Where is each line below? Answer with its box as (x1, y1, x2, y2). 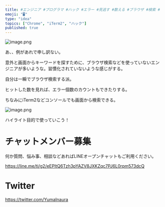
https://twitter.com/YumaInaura (5, 197, 69, 202)
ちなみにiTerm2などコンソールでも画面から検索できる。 (5, 97, 118, 103)
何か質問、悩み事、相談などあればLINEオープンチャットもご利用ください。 (5, 153, 156, 159)
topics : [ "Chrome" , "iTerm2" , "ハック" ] (5, 21, 87, 26)
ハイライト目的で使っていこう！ (5, 117, 70, 123)
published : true (5, 26, 38, 30)
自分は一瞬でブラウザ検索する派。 (5, 76, 74, 82)
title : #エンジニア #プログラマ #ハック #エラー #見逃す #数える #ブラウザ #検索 (5, 7, 156, 12)
